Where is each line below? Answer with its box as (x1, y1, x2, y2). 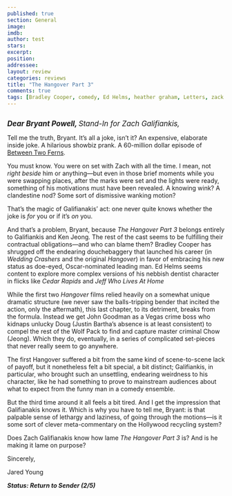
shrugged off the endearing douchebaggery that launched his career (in (7, 247, 213, 256)
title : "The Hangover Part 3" (7, 81, 95, 88)
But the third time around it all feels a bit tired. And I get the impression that (7, 398, 221, 406)
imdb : (7, 29, 23, 37)
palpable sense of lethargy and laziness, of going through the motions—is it (7, 413, 222, 421)
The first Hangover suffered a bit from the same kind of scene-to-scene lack (7, 355, 225, 364)
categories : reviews (7, 74, 67, 82)
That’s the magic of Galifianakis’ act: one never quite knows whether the (7, 205, 213, 213)
